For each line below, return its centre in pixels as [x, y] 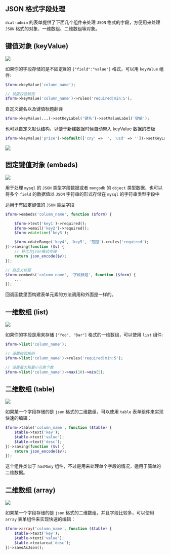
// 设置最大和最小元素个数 [30, 367]
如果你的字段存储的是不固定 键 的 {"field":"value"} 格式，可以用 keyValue [82, 69]
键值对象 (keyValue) [37, 46]
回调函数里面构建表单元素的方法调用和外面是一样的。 [61, 294]
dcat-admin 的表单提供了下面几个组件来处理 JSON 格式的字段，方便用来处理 [83, 22]
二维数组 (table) [30, 389]
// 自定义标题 [18, 270]
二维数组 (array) [30, 490]
